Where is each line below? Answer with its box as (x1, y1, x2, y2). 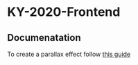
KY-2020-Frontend (7, 4, 121, 20)
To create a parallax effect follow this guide (7, 50, 131, 58)
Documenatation (7, 32, 81, 44)
